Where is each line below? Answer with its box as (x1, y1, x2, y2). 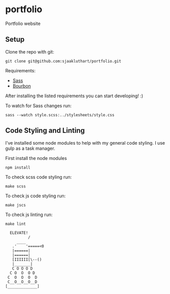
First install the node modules (5, 155, 67, 161)
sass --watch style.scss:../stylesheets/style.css (5, 112, 115, 118)
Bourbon (12, 83, 31, 89)
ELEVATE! (10, 230, 28, 235)
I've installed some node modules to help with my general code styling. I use (5, 140, 165, 146)
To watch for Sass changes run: (5, 102, 72, 109)
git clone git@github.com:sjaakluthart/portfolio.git (5, 59, 122, 64)
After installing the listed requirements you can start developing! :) (5, 93, 144, 99)
